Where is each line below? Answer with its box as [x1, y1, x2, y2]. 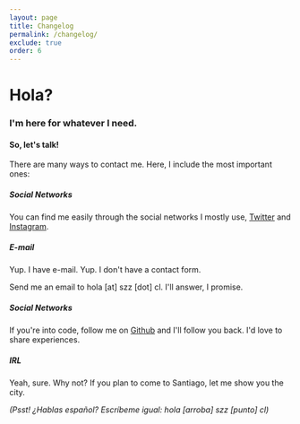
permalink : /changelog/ [9, 30, 99, 39]
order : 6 [9, 47, 42, 56]
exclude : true [9, 38, 63, 48]
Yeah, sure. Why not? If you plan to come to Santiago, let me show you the [9, 377, 284, 388]
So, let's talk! [9, 139, 60, 150]
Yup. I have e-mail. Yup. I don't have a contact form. [9, 264, 201, 275]
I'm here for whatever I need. [9, 117, 138, 130]
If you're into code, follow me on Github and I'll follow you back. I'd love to [9, 324, 283, 336]
